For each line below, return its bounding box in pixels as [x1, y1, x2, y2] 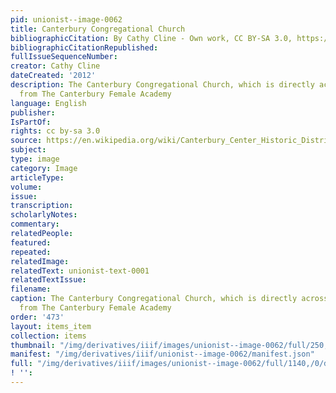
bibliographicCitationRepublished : [10, 42, 159, 53]
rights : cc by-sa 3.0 [10, 126, 101, 136]
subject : [10, 145, 47, 155]
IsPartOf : [10, 117, 52, 127]
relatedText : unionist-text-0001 [10, 266, 150, 276]
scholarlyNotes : [10, 210, 78, 220]
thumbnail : [10, 340, 56, 350]
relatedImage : [10, 256, 70, 266]
